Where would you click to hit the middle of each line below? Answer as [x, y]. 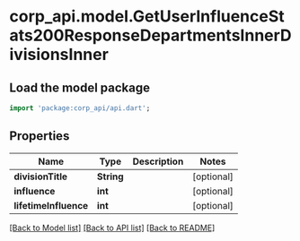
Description [158, 161]
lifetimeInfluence [51, 205]
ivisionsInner [59, 55]
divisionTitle [41, 176]
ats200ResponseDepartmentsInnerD [150, 35]
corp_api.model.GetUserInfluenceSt [147, 17]
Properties [40, 136]
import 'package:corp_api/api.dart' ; [80, 108]
